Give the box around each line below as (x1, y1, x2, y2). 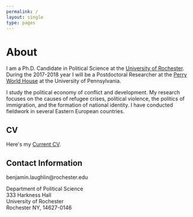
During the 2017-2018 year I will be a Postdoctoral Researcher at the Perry (6, 71, 188, 78)
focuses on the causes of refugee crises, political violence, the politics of (6, 95, 185, 103)
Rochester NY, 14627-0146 (6, 204, 72, 211)
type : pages (6, 20, 36, 25)
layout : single (6, 14, 44, 20)
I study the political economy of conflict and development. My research (6, 89, 181, 96)
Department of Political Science (6, 185, 83, 192)
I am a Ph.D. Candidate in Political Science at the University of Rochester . (6, 65, 185, 72)
